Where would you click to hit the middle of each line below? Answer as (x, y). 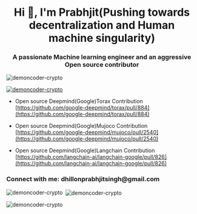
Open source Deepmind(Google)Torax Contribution (79, 101)
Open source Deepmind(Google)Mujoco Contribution (81, 126)
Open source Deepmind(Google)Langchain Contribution (85, 150)
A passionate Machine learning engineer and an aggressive (102, 57)
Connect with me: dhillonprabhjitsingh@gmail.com (83, 179)
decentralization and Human (102, 25)
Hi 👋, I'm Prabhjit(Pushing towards (102, 12)
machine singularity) (102, 38)
